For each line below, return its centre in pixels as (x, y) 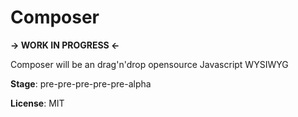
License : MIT (37, 103)
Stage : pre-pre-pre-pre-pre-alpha (81, 83)
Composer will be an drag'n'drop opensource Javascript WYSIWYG (149, 64)
